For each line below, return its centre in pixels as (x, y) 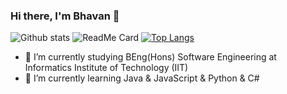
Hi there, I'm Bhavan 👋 (65, 16)
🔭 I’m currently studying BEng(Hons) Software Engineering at (150, 57)
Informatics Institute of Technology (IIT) (106, 68)
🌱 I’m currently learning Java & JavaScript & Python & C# (142, 78)
